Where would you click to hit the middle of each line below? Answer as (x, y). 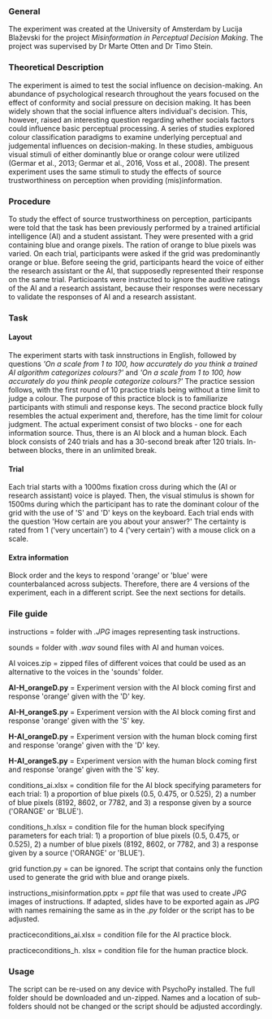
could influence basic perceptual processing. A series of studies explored (132, 128)
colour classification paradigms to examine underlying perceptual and (125, 137)
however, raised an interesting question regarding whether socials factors (132, 120)
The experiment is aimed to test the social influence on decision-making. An (136, 85)
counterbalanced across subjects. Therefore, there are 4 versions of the (129, 584)
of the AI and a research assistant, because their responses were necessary (136, 288)
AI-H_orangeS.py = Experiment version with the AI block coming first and (132, 712)
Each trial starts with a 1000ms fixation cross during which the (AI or (123, 487)
